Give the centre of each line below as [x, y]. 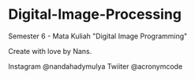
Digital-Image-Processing [95, 14]
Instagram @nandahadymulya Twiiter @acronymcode [96, 66]
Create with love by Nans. [50, 51]
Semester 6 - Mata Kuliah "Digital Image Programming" [98, 36]
